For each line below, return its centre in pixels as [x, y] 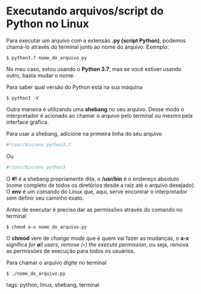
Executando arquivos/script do [85, 11]
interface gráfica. [28, 122]
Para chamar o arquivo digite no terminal [56, 262]
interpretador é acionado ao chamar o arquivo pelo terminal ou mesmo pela [100, 115]
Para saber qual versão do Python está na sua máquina [74, 87]
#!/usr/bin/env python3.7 [38, 145]
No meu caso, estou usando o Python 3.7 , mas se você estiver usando [94, 69]
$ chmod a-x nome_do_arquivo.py [46, 227]
